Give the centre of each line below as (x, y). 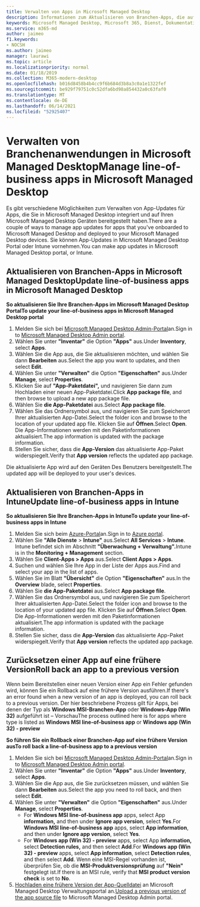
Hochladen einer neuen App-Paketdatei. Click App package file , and (98, 392)
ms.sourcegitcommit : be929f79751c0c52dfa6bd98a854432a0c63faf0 (86, 90)
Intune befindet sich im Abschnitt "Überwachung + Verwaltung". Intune (103, 546)
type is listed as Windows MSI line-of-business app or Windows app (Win (99, 722)
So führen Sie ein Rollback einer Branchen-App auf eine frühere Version (97, 740)
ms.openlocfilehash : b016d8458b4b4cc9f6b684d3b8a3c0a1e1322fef (86, 84)
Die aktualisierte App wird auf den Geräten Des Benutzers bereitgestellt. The (99, 467)
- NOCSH (16, 45)
